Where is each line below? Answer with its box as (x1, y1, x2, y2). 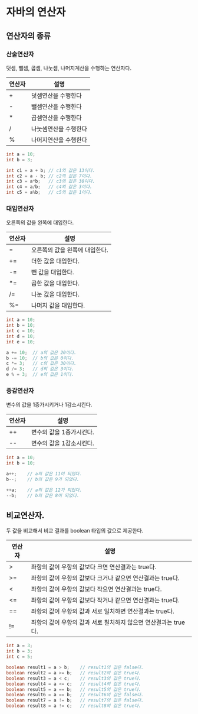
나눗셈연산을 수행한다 (31, 125, 87, 133)
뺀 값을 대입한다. (31, 268, 75, 277)
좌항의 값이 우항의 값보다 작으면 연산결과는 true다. (31, 585, 162, 593)
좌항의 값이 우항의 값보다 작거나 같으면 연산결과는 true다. (31, 596, 180, 605)
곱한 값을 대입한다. (31, 279, 80, 287)
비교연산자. (6, 510, 45, 520)
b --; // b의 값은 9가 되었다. (6, 476, 80, 482)
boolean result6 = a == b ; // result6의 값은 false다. (6, 692, 144, 698)
